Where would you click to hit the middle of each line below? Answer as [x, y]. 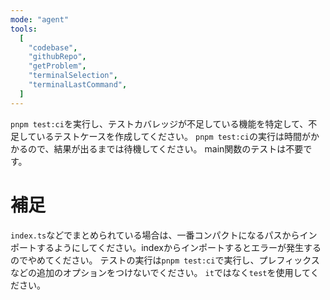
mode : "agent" [40, 19]
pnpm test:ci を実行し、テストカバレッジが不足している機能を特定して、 [159, 123]
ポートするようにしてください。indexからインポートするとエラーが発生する [166, 247]
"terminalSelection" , [73, 76]
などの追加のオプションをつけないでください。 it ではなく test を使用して [160, 272]
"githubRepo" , [57, 57]
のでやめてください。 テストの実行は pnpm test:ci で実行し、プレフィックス [165, 260]
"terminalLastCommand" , [78, 85]
